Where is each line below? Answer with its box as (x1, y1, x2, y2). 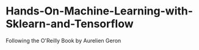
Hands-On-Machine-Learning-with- (5, 4, 194, 18)
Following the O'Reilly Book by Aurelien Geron (5, 37, 121, 44)
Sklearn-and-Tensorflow (5, 17, 134, 31)
